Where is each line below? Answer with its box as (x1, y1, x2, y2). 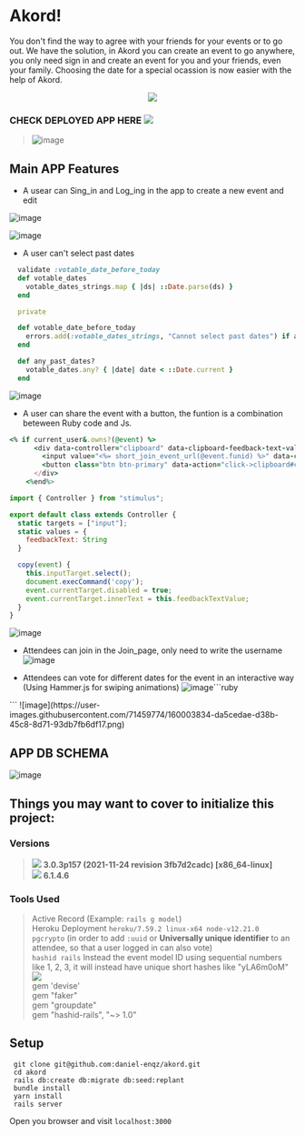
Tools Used (9, 892, 61, 905)
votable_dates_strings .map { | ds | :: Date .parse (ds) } (25, 282, 233, 291)
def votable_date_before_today (17, 324, 136, 333)
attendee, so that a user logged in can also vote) (31, 942, 213, 953)
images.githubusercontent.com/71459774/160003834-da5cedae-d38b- (9, 709, 280, 720)
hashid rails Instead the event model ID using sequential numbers (31, 952, 283, 963)
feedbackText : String (25, 536, 107, 545)
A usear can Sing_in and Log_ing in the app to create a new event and (22, 186, 284, 196)
